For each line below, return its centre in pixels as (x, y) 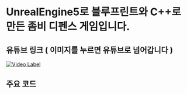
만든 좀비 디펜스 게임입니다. (68, 27)
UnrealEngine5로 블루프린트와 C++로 (93, 12)
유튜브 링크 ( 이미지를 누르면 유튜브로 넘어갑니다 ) (90, 50)
